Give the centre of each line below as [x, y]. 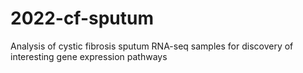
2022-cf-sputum [82, 18]
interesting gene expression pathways [89, 56]
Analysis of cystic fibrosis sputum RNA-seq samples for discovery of [152, 46]
